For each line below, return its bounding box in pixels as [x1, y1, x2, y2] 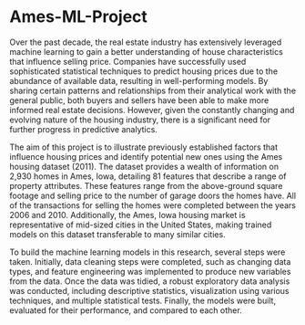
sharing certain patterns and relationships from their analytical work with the [9, 85, 297, 96]
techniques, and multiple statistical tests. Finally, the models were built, [9, 295, 276, 306]
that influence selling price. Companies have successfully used [9, 56, 247, 67]
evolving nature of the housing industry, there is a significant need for [9, 114, 271, 125]
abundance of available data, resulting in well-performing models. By [9, 75, 269, 86]
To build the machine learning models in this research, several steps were [9, 246, 286, 257]
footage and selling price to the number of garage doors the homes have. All [9, 190, 297, 201]
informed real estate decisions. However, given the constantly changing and [9, 104, 295, 115]
